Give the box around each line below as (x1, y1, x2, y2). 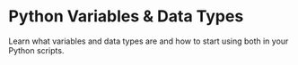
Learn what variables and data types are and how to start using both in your (8, 36, 289, 46)
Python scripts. (8, 45, 65, 55)
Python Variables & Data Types (8, 6, 244, 27)
